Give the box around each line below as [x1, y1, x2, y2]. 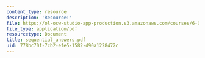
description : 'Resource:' [6, 14, 72, 21]
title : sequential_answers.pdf [6, 37, 86, 43]
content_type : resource [6, 8, 67, 15]
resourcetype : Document [6, 31, 67, 37]
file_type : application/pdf [6, 25, 78, 32]
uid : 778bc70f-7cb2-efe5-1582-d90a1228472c [6, 43, 119, 49]
